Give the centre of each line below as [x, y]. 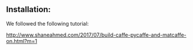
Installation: [29, 10]
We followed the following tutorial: [48, 23]
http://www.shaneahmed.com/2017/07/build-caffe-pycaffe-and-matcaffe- [97, 35]
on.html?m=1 [22, 41]
